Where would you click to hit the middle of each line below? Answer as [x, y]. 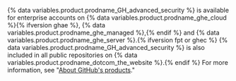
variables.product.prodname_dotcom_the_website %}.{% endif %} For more [118, 62]
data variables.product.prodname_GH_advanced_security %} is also [106, 48]
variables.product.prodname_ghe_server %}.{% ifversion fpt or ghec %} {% [118, 40]
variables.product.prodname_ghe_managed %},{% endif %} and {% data [114, 32]
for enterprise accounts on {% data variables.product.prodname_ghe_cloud [117, 18]
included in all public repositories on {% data [72, 55]
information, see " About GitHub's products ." [71, 70]
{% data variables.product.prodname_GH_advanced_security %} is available [118, 10]
